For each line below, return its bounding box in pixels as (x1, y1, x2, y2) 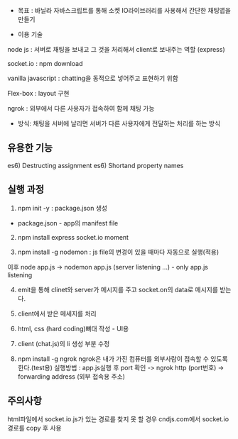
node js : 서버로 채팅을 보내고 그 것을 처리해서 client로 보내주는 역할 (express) (7, 45, 225, 53)
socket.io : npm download (7, 60, 83, 67)
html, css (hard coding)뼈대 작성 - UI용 (17, 324, 129, 333)
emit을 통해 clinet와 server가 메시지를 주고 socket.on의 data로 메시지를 (17, 285, 219, 294)
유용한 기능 (7, 142, 53, 154)
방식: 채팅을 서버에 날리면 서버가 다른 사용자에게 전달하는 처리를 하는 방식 (17, 119, 221, 128)
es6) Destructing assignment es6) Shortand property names (7, 161, 184, 170)
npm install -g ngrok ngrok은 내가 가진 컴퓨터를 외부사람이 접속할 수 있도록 (17, 354, 229, 363)
